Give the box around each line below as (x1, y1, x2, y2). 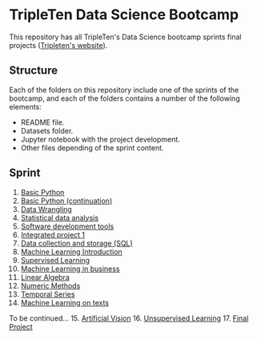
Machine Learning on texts (20, 297, 110, 307)
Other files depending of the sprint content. (20, 142, 164, 153)
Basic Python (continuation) (20, 196, 113, 205)
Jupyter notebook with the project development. (20, 134, 181, 144)
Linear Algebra (20, 272, 70, 281)
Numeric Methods (20, 281, 81, 290)
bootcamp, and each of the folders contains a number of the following (9, 94, 240, 103)
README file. (20, 118, 65, 127)
